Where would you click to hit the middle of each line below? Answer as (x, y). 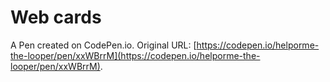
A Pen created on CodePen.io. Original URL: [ (103, 45)
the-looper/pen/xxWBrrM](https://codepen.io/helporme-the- (135, 55)
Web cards (56, 17)
